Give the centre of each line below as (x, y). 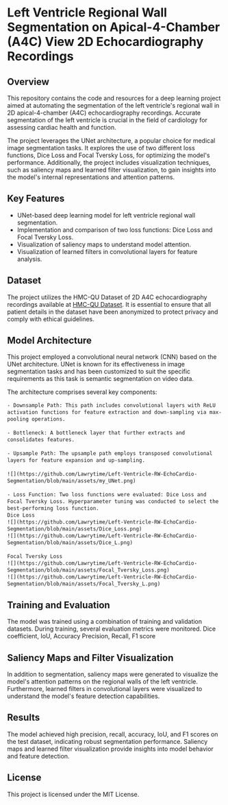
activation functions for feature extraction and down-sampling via (107, 412)
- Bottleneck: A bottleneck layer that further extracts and (96, 433)
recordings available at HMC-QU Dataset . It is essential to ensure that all (109, 304)
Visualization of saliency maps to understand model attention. (104, 244)
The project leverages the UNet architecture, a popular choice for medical (111, 141)
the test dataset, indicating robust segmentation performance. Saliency (107, 741)
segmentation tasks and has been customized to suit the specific (99, 371)
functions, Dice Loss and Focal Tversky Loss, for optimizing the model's (109, 155)
